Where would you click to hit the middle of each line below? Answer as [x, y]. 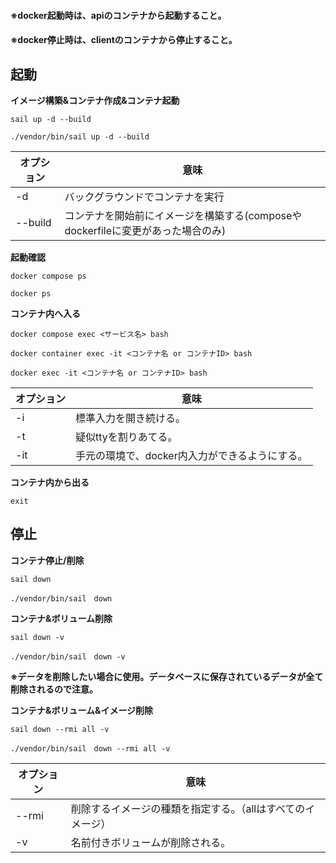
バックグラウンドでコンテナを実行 [144, 197]
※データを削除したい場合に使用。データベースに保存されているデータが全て [167, 676]
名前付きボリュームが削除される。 [151, 842]
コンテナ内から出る [50, 482]
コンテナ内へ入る [45, 313]
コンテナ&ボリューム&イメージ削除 [82, 710]
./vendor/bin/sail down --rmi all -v [90, 748]
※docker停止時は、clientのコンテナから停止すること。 [124, 40]
